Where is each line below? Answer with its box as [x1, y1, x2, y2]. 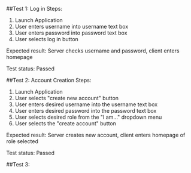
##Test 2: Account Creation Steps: [6, 77, 92, 84]
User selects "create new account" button [14, 95, 119, 101]
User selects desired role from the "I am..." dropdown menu [14, 113, 162, 121]
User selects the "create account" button [14, 120, 117, 127]
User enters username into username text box [14, 23, 129, 30]
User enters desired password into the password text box [14, 107, 157, 114]
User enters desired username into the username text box [14, 101, 157, 108]
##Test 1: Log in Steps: [6, 5, 63, 12]
